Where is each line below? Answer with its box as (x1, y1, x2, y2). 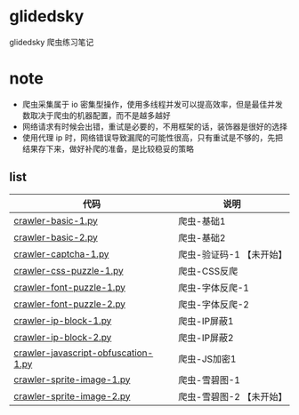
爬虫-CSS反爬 (177, 265, 238, 277)
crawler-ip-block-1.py (13, 314, 112, 326)
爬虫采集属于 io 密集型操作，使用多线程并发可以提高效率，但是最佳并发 (21, 99, 283, 109)
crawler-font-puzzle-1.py (13, 281, 126, 293)
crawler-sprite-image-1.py (13, 373, 131, 386)
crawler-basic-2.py (13, 231, 98, 243)
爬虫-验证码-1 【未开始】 (177, 248, 287, 260)
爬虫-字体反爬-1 (177, 282, 249, 294)
